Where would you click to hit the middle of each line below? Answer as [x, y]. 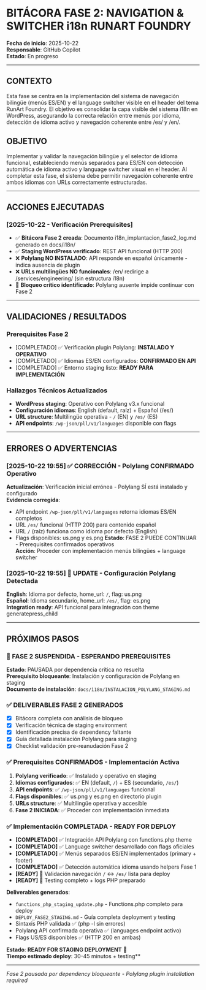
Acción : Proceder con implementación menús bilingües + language [100, 550]
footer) [24, 861]
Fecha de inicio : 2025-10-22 [43, 43]
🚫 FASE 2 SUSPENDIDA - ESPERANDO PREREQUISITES [88, 656]
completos [29, 518]
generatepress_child [32, 614]
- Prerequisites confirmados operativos [65, 544]
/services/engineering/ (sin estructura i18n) [70, 278]
